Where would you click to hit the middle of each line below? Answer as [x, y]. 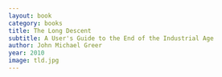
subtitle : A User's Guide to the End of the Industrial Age [111, 38]
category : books [35, 23]
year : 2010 [27, 53]
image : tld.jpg [34, 61]
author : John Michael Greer [55, 46]
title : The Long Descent [50, 30]
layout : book [30, 16]
